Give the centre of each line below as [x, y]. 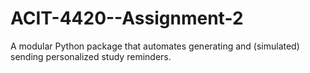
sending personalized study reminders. [91, 56]
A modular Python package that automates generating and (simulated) [155, 46]
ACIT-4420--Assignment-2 [127, 18]
